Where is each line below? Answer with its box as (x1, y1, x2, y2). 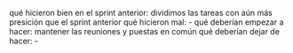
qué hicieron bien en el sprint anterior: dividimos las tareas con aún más (9, 8, 273, 18)
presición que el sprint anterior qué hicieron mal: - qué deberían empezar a (9, 17, 284, 27)
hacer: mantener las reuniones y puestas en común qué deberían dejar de (9, 26, 280, 36)
